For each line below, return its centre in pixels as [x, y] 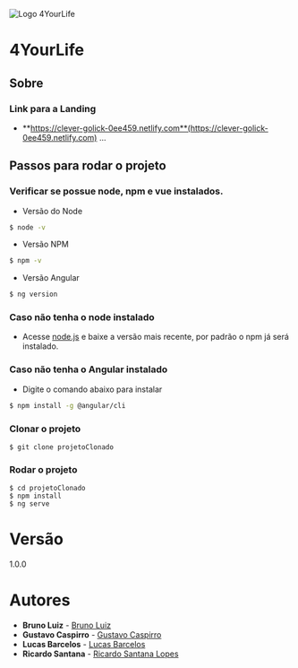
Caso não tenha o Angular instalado [89, 369]
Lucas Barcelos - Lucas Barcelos [84, 645]
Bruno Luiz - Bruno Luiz [67, 625]
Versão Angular [51, 278]
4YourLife [47, 50]
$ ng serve [30, 504]
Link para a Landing [53, 108]
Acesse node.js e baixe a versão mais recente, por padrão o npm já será [155, 337]
